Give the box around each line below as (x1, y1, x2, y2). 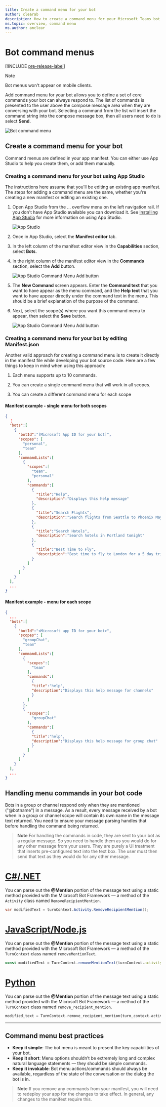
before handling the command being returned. (5, 823, 99, 829)
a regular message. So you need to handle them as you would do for (17, 838, 157, 844)
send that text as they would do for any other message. (17, 854, 130, 860)
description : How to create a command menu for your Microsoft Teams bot (5, 16, 161, 21)
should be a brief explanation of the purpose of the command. (12, 298, 139, 304)
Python (5, 977, 36, 988)
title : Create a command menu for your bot (5, 7, 96, 12)
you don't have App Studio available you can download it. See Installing (12, 209, 158, 215)
